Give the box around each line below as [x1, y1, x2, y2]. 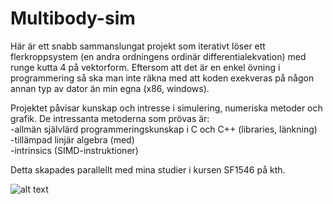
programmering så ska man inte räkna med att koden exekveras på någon [10, 72, 315, 84]
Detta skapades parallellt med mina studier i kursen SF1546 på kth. [10, 163, 286, 176]
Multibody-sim [10, 7, 136, 30]
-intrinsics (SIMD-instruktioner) [10, 144, 139, 156]
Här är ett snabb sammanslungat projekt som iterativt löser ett [10, 40, 266, 52]
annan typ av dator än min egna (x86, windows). [10, 82, 210, 94]
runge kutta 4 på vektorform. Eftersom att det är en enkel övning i [10, 61, 281, 73]
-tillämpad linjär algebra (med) [10, 133, 135, 146]
